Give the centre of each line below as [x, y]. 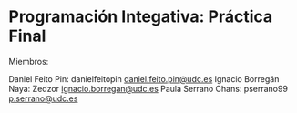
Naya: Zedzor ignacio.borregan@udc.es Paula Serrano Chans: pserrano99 [148, 88]
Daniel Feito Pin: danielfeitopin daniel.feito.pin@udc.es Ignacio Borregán [144, 78]
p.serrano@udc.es [43, 98]
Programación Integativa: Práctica [141, 17]
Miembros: [29, 61]
